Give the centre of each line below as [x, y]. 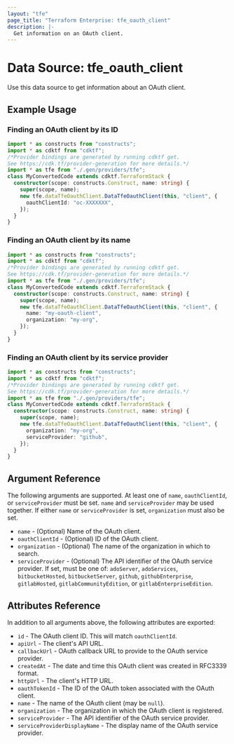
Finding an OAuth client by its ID [63, 129]
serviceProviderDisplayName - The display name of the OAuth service [118, 725]
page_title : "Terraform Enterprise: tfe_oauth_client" [89, 20]
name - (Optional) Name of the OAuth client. [80, 532]
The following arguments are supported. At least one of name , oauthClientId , [117, 496]
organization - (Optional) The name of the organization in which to [114, 546]
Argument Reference [54, 479]
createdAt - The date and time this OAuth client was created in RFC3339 [122, 665]
